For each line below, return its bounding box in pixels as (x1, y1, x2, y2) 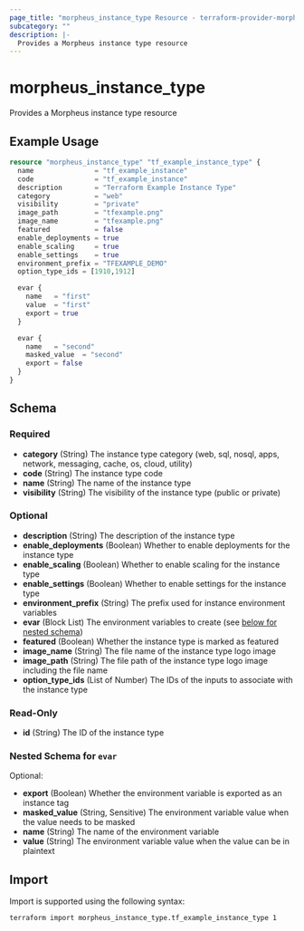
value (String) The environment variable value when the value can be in (22, 836, 290, 847)
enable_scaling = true (17, 242, 119, 251)
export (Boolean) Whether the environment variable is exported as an (22, 788, 282, 799)
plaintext (22, 846, 56, 857)
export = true (25, 309, 79, 318)
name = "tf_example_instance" (17, 166, 188, 175)
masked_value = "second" (25, 350, 124, 360)
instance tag (22, 798, 70, 809)
